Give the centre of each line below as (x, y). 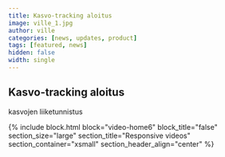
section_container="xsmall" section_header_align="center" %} (111, 143)
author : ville (32, 30)
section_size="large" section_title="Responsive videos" (99, 135)
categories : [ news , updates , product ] (73, 38)
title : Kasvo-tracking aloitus (60, 16)
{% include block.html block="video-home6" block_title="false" (113, 127)
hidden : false (32, 53)
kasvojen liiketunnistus (45, 112)
